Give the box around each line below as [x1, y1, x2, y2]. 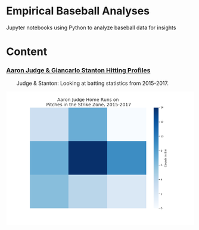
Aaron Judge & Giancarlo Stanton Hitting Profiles [6, 66, 151, 75]
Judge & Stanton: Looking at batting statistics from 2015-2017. [16, 79, 169, 87]
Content [6, 45, 48, 59]
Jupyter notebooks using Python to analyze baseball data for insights [6, 24, 176, 31]
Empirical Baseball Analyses [6, 4, 150, 18]
